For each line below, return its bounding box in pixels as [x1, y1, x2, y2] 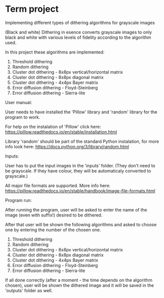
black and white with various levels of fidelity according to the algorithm [5, 34, 151, 40]
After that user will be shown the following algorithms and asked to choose [5, 221, 157, 227]
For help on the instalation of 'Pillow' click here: [5, 124, 101, 130]
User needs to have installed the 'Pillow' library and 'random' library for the [5, 109, 158, 115]
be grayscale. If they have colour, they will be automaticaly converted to [5, 168, 151, 174]
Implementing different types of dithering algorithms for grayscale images [5, 20, 155, 26]
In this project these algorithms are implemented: [5, 49, 105, 55]
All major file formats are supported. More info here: [5, 183, 111, 189]
